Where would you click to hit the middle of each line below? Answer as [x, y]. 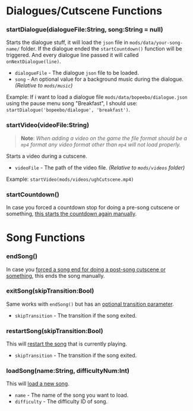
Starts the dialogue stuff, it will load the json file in [67, 42]
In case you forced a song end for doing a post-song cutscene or [86, 269]
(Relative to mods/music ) [44, 86]
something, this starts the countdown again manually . [72, 214]
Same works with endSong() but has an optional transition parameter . [90, 304]
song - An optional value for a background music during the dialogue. [99, 79]
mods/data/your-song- [156, 43]
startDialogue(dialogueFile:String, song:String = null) [85, 30]
